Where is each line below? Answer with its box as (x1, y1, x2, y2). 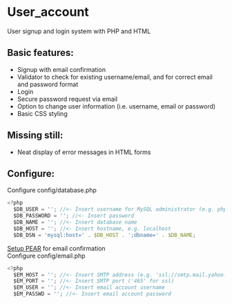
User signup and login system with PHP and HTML (7, 27, 151, 35)
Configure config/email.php (7, 251, 86, 260)
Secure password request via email (17, 95, 118, 103)
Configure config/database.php (7, 186, 97, 194)
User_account (7, 4, 90, 20)
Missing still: (7, 129, 64, 142)
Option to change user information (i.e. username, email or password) (17, 102, 216, 111)
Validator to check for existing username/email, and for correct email (17, 73, 213, 81)
